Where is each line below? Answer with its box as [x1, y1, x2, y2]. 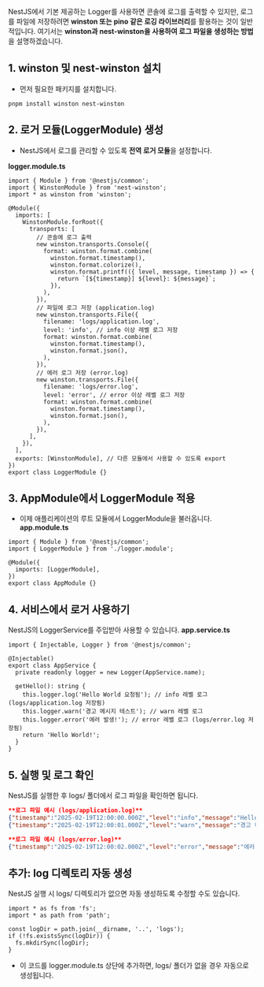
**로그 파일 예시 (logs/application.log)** [8, 806, 143, 814]
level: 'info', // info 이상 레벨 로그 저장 [42, 326, 178, 333]
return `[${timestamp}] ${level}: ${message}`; [57, 274, 216, 282]
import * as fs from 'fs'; [8, 905, 97, 913]
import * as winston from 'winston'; [8, 190, 132, 199]
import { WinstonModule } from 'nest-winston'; [8, 184, 167, 192]
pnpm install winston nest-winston [8, 99, 125, 108]
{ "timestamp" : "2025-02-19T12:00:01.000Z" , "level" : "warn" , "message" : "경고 [8, 821, 251, 829]
